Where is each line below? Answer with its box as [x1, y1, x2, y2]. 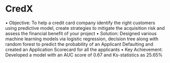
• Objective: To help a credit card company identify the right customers [5, 20, 156, 26]
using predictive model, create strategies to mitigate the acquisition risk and [5, 25, 165, 31]
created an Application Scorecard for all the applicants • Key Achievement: [5, 46, 163, 52]
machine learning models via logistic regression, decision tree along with [5, 36, 159, 42]
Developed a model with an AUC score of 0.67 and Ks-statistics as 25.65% [5, 51, 163, 58]
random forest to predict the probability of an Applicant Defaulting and [5, 41, 154, 47]
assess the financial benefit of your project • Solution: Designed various [5, 30, 157, 36]
